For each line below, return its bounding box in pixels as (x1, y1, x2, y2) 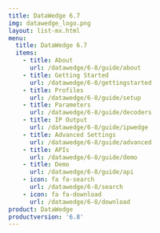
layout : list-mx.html (8, 26, 81, 34)
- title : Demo (22, 161, 70, 169)
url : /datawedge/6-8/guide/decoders (29, 109, 152, 117)
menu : (8, 34, 26, 42)
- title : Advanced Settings (22, 131, 116, 139)
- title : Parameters (22, 101, 91, 109)
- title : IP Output (22, 116, 88, 124)
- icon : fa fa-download (22, 190, 102, 199)
